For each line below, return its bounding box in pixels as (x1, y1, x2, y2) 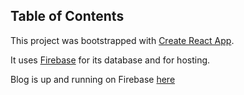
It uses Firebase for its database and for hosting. (10, 54, 211, 66)
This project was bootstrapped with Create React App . (10, 34, 235, 46)
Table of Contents (10, 8, 125, 25)
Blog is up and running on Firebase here (10, 73, 176, 85)
